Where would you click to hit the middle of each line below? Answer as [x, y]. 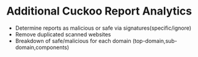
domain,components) [42, 47]
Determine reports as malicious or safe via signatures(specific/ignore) [103, 28]
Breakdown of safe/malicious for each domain [73, 41]
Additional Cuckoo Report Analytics [99, 11]
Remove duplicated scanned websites [63, 34]
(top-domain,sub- [155, 41]
